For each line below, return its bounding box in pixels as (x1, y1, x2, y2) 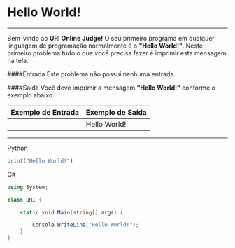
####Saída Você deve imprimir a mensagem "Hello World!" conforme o (7, 83, 215, 92)
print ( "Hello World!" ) (7, 157, 73, 165)
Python (7, 144, 28, 152)
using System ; (7, 184, 49, 191)
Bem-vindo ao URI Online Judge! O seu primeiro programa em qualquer (7, 34, 215, 42)
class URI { (7, 196, 42, 203)
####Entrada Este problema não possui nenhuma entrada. (7, 69, 176, 78)
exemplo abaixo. (7, 90, 55, 99)
